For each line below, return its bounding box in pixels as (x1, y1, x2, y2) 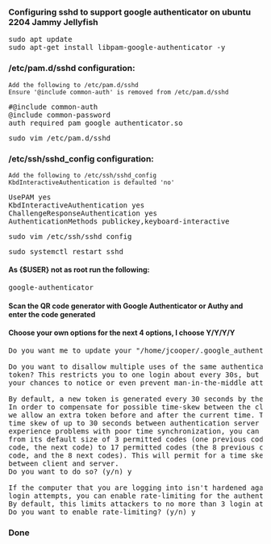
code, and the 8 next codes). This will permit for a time (8, 450, 248, 460)
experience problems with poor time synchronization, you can (8, 426, 260, 436)
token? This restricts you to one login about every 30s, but (8, 370, 260, 379)
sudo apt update (8, 35, 73, 44)
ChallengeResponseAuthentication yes (8, 208, 158, 218)
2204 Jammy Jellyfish (8, 16, 98, 27)
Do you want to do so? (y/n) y (8, 467, 132, 476)
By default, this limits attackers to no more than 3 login (8, 499, 252, 508)
